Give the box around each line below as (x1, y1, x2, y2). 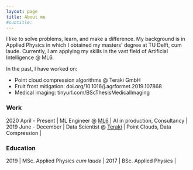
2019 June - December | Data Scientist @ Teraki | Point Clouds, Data (6, 123, 171, 130)
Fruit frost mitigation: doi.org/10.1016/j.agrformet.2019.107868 (14, 83, 162, 90)
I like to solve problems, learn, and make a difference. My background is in (6, 36, 185, 43)
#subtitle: (6, 19, 33, 25)
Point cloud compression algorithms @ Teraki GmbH (14, 77, 141, 84)
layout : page (6, 8, 38, 15)
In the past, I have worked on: (6, 65, 78, 72)
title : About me (6, 14, 46, 20)
